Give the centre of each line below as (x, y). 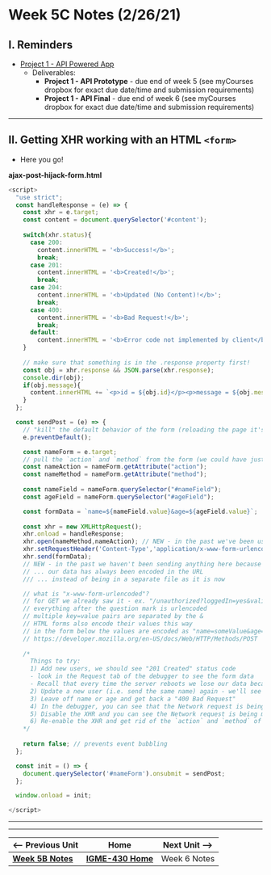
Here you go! (42, 159)
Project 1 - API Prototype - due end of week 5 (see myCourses (149, 81)
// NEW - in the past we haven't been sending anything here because (142, 564)
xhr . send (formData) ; (57, 557)
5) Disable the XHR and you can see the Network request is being (144, 714)
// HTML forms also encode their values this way (108, 624)
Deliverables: (54, 73)
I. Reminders (41, 45)
